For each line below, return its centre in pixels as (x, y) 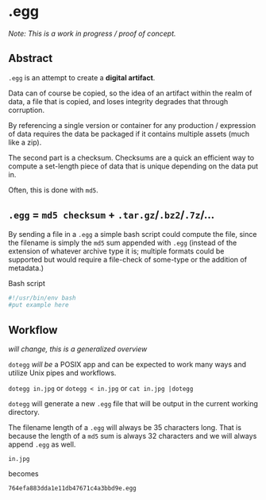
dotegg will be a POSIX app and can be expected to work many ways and (127, 365)
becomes (23, 474)
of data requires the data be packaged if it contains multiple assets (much (129, 134)
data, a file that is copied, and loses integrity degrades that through (118, 101)
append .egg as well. (42, 444)
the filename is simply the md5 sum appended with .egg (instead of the (123, 242)
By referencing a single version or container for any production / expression (132, 125)
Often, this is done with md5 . (54, 190)
